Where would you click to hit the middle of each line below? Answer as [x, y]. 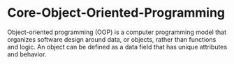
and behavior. [27, 54]
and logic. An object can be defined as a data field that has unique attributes [117, 47]
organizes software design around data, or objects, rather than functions [112, 39]
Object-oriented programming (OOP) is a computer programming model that [117, 32]
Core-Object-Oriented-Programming [116, 13]
